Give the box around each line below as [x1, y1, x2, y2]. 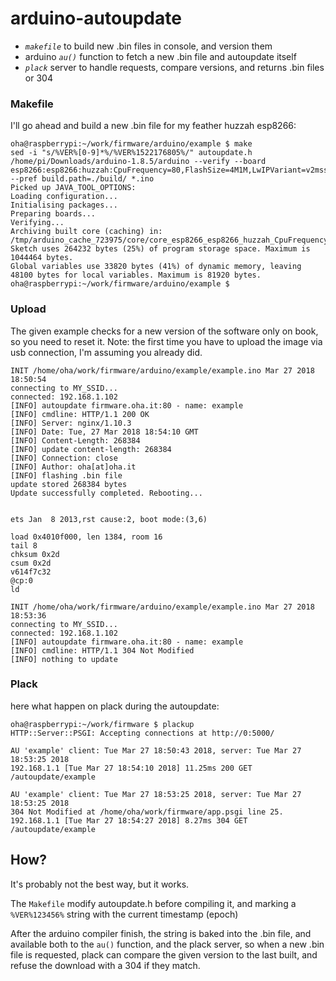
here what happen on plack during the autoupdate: [10, 700, 220, 712]
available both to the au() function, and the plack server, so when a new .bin [10, 938, 325, 950]
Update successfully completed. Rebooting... [10, 488, 203, 498]
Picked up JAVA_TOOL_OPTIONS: [10, 183, 137, 193]
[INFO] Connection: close [10, 453, 118, 463]
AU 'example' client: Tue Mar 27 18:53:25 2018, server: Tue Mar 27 [10, 789, 302, 799]
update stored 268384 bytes [10, 479, 128, 489]
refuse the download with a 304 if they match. [10, 959, 201, 971]
